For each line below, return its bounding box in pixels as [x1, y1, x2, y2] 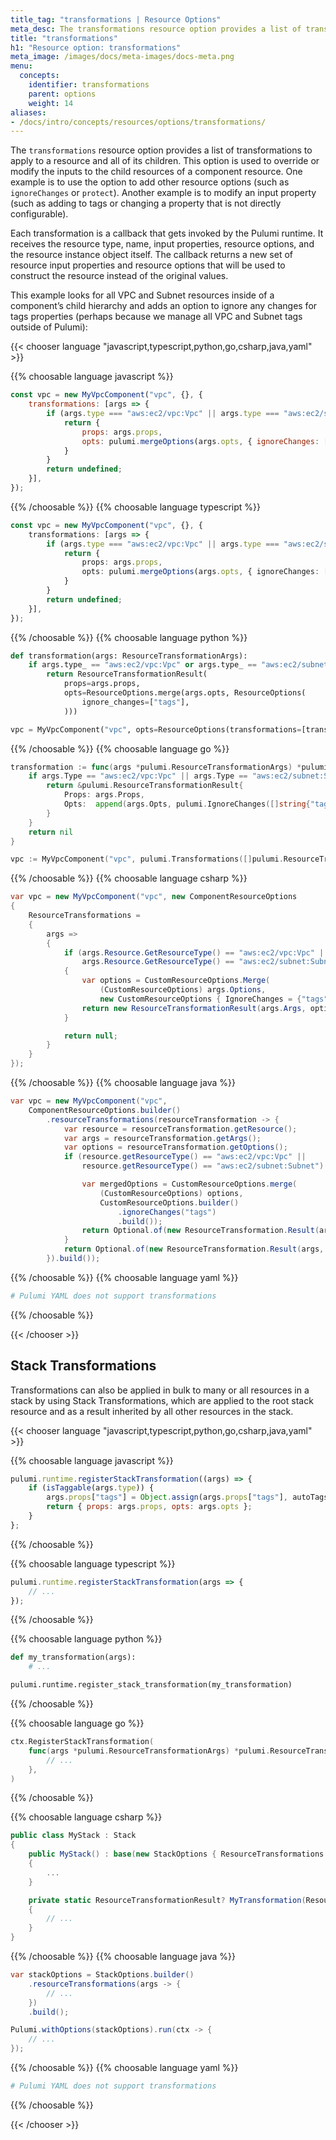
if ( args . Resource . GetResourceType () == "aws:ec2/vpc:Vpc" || [63, 947, 329, 958]
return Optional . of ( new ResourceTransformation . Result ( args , [63, 1244, 325, 1255]
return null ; [63, 1031, 118, 1041]
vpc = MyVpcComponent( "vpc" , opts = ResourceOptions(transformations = [10, 724, 302, 735]
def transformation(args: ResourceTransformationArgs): [10, 651, 248, 661]
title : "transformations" [10, 33, 118, 43]
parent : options [28, 89, 97, 99]
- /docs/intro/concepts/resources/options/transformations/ [10, 117, 267, 127]
